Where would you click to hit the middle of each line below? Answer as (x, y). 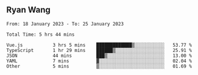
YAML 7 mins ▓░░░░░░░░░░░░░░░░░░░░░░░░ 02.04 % (99, 61)
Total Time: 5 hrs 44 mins (41, 34)
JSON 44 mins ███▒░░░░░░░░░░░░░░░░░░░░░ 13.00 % (99, 56)
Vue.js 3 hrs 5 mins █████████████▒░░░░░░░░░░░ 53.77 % (99, 45)
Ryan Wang (28, 10)
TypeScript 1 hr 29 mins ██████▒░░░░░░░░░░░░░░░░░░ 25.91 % (99, 50)
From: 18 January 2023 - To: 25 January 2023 (65, 24)
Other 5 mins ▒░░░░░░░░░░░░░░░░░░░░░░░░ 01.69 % (99, 66)
